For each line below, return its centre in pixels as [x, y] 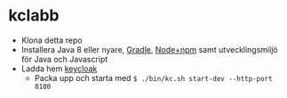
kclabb [34, 16]
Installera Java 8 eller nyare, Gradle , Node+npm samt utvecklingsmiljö [149, 49]
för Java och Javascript [64, 59]
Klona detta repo [52, 40]
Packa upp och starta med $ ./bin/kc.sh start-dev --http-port [153, 78]
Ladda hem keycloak [59, 69]
